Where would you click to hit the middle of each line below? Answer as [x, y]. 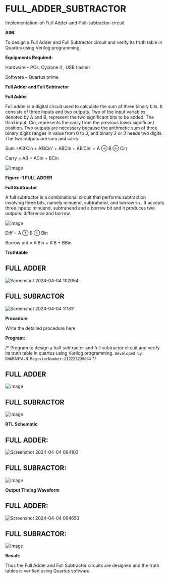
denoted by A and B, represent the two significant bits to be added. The [80, 117]
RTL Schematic [21, 424]
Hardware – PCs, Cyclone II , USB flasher [48, 67]
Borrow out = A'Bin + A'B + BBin [38, 242]
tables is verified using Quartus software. [48, 571]
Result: [13, 556]
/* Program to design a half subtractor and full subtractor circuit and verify [82, 348]
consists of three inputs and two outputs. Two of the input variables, [76, 112]
